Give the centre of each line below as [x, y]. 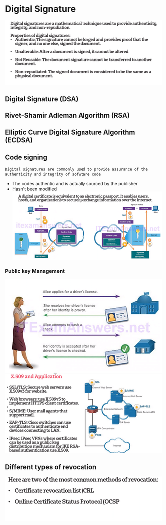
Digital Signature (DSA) [42, 99]
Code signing [26, 157]
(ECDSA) [19, 140]
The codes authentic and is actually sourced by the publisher [75, 184]
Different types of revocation [51, 467]
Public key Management [35, 271]
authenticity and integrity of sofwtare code [53, 174]
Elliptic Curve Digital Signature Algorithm [70, 133]
